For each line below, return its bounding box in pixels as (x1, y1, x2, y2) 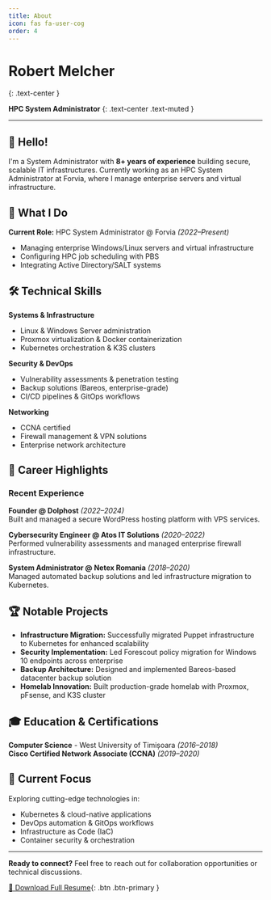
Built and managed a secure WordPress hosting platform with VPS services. (8, 514, 261, 524)
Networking (8, 407, 50, 416)
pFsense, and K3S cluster (19, 691, 106, 700)
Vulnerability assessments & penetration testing (19, 374, 179, 384)
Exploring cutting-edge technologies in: (8, 793, 140, 803)
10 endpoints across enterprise (19, 656, 123, 665)
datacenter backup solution (19, 673, 112, 683)
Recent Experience (8, 488, 85, 499)
